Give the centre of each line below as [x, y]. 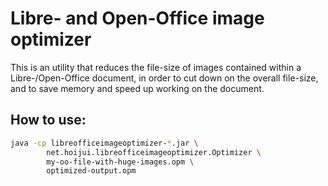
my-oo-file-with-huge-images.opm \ [120, 162]
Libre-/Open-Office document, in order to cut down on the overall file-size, [164, 78]
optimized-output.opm [91, 171]
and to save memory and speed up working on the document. [137, 88]
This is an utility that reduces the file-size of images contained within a [156, 67]
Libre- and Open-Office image [137, 18]
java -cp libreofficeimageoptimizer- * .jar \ [104, 143]
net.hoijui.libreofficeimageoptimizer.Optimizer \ [154, 152]
